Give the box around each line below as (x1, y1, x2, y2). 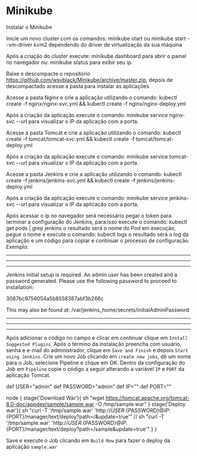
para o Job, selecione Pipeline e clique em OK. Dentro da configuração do (6, 359, 186, 366)
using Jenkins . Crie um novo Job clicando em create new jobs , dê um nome (6, 353, 191, 360)
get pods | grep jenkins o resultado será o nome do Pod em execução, (6, 224, 176, 231)
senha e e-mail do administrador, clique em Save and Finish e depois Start (6, 346, 189, 353)
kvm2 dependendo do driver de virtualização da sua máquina (33, 41, 182, 48)
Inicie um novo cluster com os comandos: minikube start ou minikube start (6, 35, 186, 42)
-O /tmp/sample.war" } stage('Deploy (95, 400, 186, 407)
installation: (6, 283, 34, 291)
